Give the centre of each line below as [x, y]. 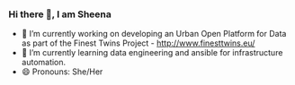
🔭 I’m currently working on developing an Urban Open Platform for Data [154, 34]
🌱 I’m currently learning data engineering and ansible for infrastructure [152, 53]
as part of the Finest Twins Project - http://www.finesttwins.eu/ [138, 43]
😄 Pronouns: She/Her [62, 72]
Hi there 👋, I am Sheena [60, 14]
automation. [44, 63]
